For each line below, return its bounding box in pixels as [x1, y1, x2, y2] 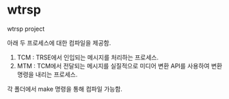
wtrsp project [7, 25, 45, 33]
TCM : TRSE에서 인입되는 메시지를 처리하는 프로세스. [16, 53, 159, 61]
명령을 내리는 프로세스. [16, 70, 78, 79]
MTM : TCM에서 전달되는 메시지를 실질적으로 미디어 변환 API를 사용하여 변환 [16, 61, 223, 70]
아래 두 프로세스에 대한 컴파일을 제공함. [7, 38, 111, 46]
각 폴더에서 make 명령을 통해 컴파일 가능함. [7, 85, 123, 93]
